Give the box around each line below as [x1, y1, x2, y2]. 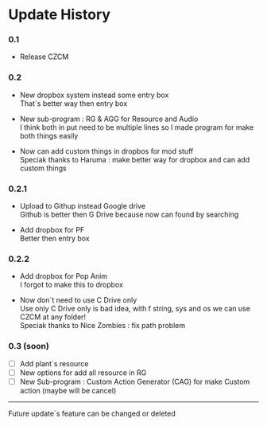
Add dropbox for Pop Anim [19, 272, 108, 281]
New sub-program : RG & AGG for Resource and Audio [19, 114, 199, 123]
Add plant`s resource [19, 358, 89, 368]
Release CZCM [19, 52, 69, 61]
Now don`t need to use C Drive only [19, 295, 137, 305]
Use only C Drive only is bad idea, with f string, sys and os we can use [19, 304, 250, 314]
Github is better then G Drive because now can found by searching [19, 209, 239, 220]
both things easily [19, 131, 79, 140]
